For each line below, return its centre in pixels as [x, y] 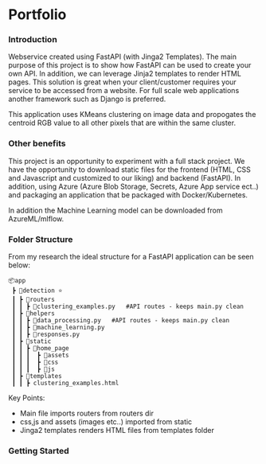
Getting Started [39, 451]
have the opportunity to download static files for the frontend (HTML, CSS [129, 170]
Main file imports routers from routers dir [86, 413]
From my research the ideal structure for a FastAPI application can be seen [131, 257]
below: [19, 265]
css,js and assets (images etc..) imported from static [106, 422]
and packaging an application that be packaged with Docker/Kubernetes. [128, 195]
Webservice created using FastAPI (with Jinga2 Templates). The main [123, 57]
